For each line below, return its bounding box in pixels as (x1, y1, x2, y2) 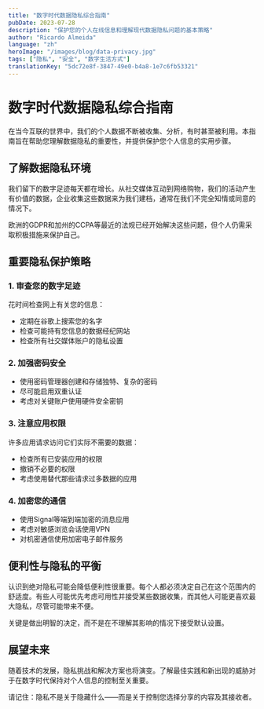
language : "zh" (8, 41, 58, 49)
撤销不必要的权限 (19, 464, 75, 473)
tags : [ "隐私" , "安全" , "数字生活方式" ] (8, 56, 130, 64)
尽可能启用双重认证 (19, 386, 82, 397)
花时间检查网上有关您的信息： (8, 300, 104, 309)
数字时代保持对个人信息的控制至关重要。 (21, 675, 153, 685)
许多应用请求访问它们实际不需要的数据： (8, 437, 139, 447)
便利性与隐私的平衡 (8, 559, 101, 573)
